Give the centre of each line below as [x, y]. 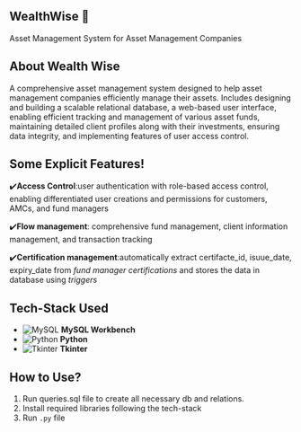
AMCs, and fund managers [59, 208]
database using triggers [53, 280]
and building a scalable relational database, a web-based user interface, [143, 107]
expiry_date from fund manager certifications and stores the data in [135, 270]
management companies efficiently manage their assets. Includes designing [150, 97]
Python [74, 339]
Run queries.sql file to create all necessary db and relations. [133, 399]
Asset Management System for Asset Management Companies [126, 38]
